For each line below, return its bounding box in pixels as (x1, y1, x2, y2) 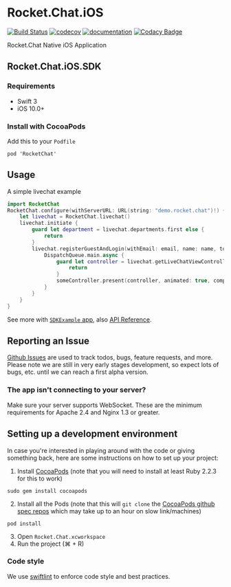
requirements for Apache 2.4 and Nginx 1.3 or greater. (7, 408, 160, 417)
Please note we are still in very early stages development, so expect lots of (7, 361, 219, 369)
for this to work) (16, 474, 63, 483)
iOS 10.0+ (16, 104, 45, 113)
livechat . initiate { (19, 220, 78, 227)
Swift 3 (16, 97, 38, 105)
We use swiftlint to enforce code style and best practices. (7, 572, 170, 580)
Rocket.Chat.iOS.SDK (7, 60, 102, 73)
